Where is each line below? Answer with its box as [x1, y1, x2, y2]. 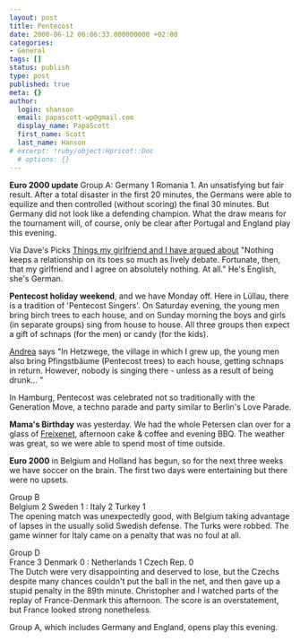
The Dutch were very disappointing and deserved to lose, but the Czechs [9, 566, 279, 576]
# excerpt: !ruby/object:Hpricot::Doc [9, 146, 154, 155]
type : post [9, 72, 50, 81]
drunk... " [9, 374, 44, 385]
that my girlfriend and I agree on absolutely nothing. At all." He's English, [9, 264, 277, 274]
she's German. [9, 273, 64, 283]
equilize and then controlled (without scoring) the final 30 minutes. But [9, 198, 270, 209]
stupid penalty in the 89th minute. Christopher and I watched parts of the [9, 585, 279, 596]
